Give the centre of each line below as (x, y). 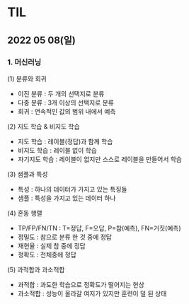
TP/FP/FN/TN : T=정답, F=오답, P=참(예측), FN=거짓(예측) (99, 228)
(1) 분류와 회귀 (27, 78)
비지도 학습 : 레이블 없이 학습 (57, 150)
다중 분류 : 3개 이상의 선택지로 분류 (66, 103)
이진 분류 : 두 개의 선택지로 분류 (61, 93)
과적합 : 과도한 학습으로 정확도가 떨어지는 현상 (81, 284)
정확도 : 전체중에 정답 (47, 255)
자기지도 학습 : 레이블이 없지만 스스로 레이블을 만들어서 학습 (100, 159)
